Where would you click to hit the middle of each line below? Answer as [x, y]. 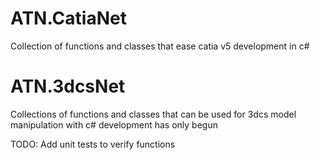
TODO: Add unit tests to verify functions [93, 144]
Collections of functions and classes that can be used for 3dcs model [153, 114]
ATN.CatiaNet [68, 18]
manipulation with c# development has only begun [114, 124]
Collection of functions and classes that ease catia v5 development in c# [160, 46]
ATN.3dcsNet [68, 86]
